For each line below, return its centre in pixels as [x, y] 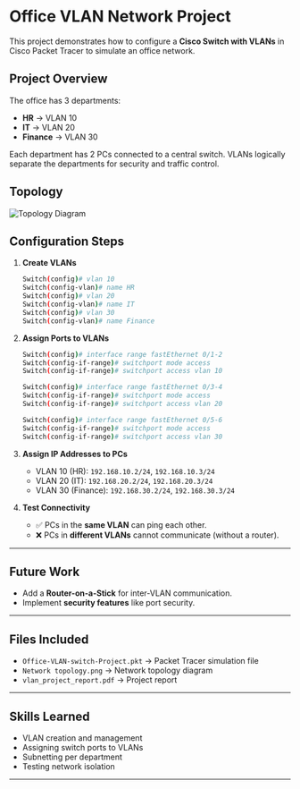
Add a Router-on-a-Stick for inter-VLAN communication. [127, 593]
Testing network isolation [69, 766]
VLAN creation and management [82, 738]
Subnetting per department [72, 757]
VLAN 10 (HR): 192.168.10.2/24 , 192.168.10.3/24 [125, 471]
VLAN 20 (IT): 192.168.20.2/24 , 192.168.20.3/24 [124, 480]
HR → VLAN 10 [50, 117]
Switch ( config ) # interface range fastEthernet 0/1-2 [122, 354]
